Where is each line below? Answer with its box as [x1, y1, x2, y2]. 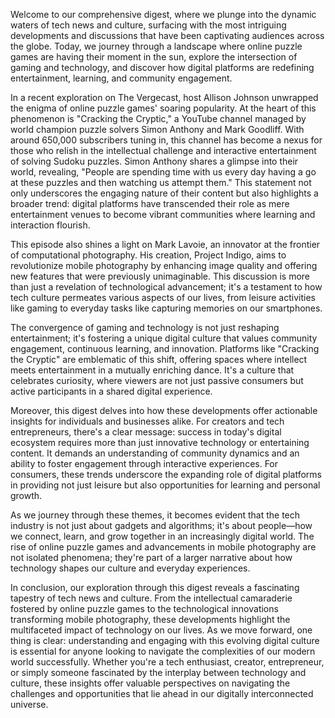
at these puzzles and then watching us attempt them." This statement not [10, 177, 312, 188]
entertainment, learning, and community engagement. [10, 72, 233, 84]
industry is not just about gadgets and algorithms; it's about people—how [10, 520, 313, 531]
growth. [10, 490, 43, 501]
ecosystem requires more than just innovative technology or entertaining [10, 437, 310, 448]
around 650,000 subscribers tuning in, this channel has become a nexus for [10, 134, 323, 146]
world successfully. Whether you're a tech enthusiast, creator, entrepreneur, [10, 656, 325, 668]
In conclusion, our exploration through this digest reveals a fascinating [10, 582, 300, 593]
